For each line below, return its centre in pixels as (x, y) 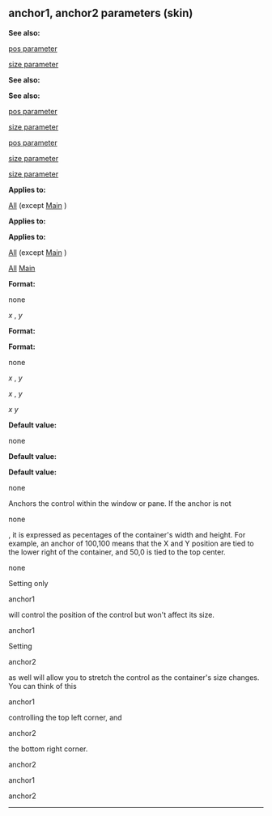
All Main (22, 268)
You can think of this (42, 686)
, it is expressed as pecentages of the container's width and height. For (127, 534)
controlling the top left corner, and (66, 717)
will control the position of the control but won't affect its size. (111, 614)
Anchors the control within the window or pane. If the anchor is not (120, 503)
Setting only (28, 583)
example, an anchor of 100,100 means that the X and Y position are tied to (132, 543)
